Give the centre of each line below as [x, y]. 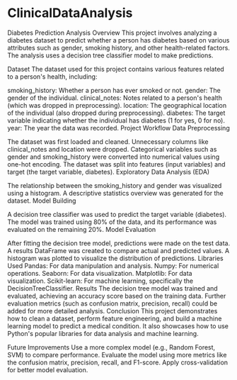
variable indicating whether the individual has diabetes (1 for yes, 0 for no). [116, 120]
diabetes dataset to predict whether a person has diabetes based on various [118, 40]
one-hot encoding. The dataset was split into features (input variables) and [116, 164]
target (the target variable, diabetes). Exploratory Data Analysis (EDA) [109, 172]
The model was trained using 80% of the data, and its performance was [112, 222]
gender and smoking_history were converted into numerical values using [114, 157]
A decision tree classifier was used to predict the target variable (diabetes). [117, 214]
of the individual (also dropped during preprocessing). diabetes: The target [116, 113]
